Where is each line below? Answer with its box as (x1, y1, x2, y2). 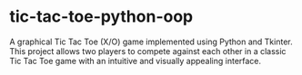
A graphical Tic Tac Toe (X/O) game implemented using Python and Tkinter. (9, 36, 293, 47)
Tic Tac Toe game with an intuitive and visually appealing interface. (9, 55, 262, 66)
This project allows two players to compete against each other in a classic (9, 45, 287, 56)
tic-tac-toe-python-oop (9, 6, 194, 27)
